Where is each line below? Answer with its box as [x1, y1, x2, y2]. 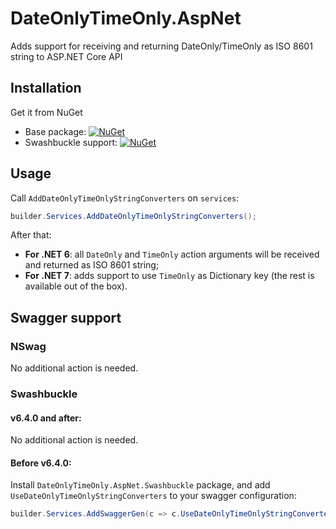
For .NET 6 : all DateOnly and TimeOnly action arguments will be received [24, 248, 320, 261]
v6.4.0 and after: [10, 412, 82, 424]
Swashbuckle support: [24, 136, 118, 148]
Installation [10, 80, 82, 97]
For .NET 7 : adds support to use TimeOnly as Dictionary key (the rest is [24, 270, 315, 282]
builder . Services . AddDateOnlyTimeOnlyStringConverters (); [10, 211, 257, 221]
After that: [10, 229, 52, 241]
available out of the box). [24, 280, 128, 292]
